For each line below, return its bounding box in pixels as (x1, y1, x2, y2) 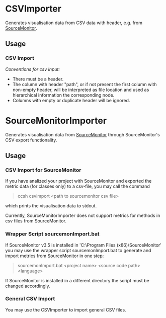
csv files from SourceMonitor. (5, 218, 67, 224)
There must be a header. (12, 76, 64, 82)
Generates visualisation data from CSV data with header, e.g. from (5, 20, 142, 26)
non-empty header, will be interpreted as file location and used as (12, 87, 149, 93)
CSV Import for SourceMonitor (5, 167, 81, 174)
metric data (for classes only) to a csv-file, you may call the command (5, 183, 150, 189)
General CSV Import (5, 295, 55, 302)
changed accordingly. (5, 283, 50, 289)
